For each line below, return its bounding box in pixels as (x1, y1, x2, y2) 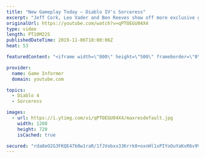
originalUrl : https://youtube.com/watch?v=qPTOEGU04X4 (6, 20, 149, 26)
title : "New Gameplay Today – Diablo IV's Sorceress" (6, 9, 146, 15)
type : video (6, 26, 37, 32)
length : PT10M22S (6, 32, 51, 38)
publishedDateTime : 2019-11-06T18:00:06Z (6, 37, 113, 43)
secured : (6, 143, 29, 149)
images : (6, 109, 26, 115)
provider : (6, 64, 32, 70)
